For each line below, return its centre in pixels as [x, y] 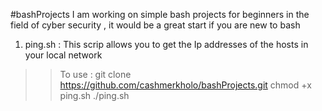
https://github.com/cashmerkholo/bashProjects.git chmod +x [185, 85]
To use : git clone [95, 74]
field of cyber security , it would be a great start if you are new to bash [155, 25]
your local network [63, 55]
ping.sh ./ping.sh [94, 95]
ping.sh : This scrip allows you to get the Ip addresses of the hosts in [166, 44]
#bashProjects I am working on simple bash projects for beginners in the [160, 14]
